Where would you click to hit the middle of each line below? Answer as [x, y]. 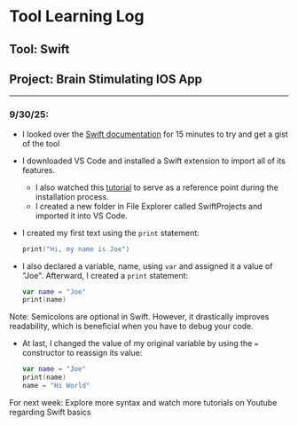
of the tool [41, 143]
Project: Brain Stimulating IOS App [106, 79]
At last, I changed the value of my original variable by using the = [140, 343]
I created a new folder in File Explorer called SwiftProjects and [149, 206]
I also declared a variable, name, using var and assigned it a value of [147, 266]
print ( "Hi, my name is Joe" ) [76, 249]
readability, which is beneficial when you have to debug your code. [132, 327]
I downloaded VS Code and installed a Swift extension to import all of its [154, 161]
